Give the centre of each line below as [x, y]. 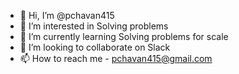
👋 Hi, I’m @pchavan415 [67, 15]
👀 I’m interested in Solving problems [94, 26]
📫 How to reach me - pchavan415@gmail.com [116, 58]
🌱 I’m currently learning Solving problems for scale [124, 36]
